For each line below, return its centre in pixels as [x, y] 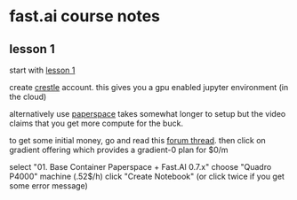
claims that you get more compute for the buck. [96, 123]
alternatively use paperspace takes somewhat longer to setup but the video [148, 114]
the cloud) [28, 96]
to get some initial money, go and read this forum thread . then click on [138, 140]
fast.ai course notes [85, 16]
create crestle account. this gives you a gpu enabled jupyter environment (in [149, 87]
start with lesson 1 [42, 70]
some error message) [49, 186]
